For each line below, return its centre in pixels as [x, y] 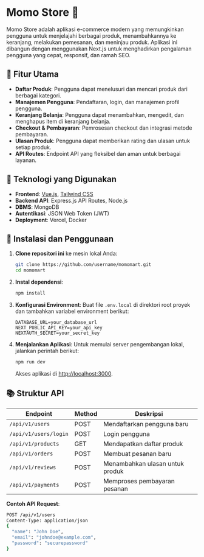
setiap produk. [33, 147]
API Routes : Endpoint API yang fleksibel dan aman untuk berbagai [98, 153]
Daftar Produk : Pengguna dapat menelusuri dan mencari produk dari [101, 89]
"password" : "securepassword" [50, 543]
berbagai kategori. [38, 95]
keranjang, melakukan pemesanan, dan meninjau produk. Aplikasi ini [92, 42]
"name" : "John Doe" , [38, 532]
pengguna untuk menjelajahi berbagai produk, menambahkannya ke [91, 35]
